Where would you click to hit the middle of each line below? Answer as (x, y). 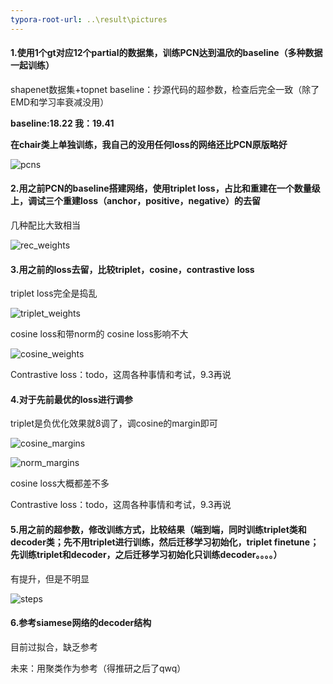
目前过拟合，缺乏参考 (54, 647)
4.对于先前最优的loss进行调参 (71, 399)
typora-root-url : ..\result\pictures (89, 19)
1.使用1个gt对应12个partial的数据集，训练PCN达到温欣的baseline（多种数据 (166, 53)
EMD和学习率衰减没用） (60, 102)
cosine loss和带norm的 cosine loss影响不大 (99, 334)
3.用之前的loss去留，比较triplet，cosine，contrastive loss (132, 269)
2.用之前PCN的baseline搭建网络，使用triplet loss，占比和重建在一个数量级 (165, 188)
